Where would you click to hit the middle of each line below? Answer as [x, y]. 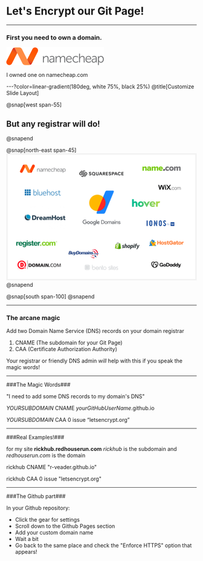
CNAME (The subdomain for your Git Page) [69, 343]
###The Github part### [36, 496]
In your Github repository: [38, 508]
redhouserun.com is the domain [46, 456]
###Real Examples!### [35, 438]
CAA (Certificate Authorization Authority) [66, 349]
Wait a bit [27, 539]
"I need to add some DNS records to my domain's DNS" [76, 396]
